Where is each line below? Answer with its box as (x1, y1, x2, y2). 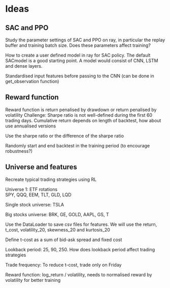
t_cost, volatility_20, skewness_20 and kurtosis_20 (5, 226, 111, 232)
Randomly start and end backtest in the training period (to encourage (5, 142, 150, 148)
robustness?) (5, 148, 33, 154)
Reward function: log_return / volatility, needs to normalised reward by (5, 271, 152, 278)
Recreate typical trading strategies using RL (5, 176, 97, 182)
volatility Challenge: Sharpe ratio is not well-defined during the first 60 (5, 112, 153, 118)
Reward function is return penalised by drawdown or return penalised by (5, 107, 157, 113)
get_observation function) (5, 78, 59, 84)
